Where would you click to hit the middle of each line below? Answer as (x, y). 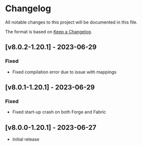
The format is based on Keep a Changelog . (49, 31)
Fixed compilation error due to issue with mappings (64, 72)
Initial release (26, 139)
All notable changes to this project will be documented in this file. (71, 22)
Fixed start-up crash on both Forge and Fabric (59, 112)
